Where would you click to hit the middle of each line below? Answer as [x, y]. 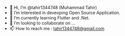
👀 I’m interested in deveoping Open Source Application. [65, 13]
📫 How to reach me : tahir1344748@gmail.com [57, 28]
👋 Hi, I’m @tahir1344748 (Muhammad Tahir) [53, 8]
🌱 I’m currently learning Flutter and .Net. [50, 18]
